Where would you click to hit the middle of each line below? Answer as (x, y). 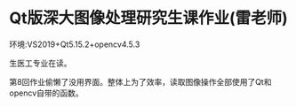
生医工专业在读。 (40, 63)
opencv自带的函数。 (46, 93)
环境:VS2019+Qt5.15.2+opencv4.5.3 (75, 44)
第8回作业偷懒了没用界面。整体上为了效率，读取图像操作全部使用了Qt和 (140, 81)
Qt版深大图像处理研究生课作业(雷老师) (149, 18)
